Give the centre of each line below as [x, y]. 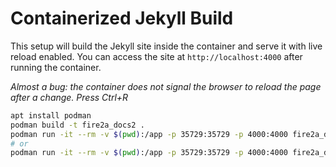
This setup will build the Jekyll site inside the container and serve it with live [166, 46]
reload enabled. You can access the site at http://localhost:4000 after [156, 56]
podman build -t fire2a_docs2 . [77, 125]
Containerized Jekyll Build [122, 18]
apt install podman [51, 115]
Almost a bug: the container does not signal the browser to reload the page [166, 86]
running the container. [56, 67]
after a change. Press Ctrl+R [69, 97]
